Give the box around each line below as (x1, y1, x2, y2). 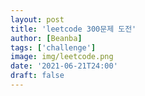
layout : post (10, 14, 65, 25)
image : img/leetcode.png (10, 52, 114, 62)
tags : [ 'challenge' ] (10, 42, 97, 53)
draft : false (10, 71, 65, 81)
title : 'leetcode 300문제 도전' (10, 24, 137, 34)
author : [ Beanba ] (10, 33, 83, 43)
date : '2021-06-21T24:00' (10, 61, 118, 71)
